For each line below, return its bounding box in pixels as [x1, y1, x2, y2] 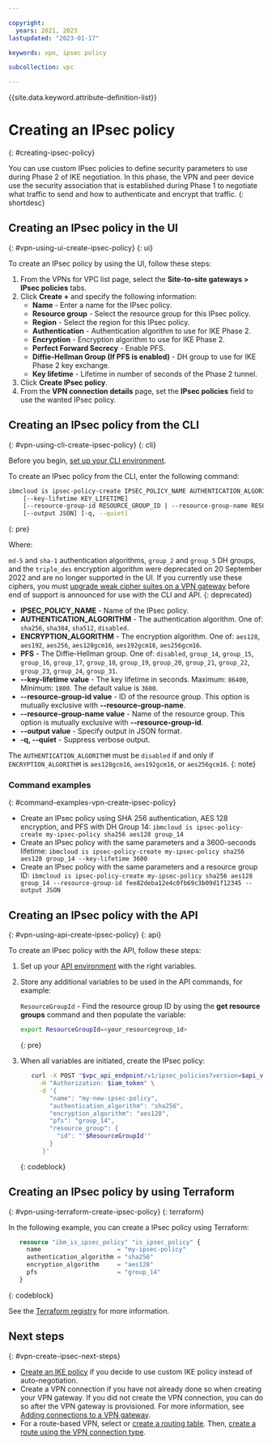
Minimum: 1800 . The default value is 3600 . [19, 683, 159, 693]
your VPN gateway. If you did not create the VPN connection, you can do [19, 1392, 264, 1402]
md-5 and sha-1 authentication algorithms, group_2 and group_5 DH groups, [8, 556, 256, 566]
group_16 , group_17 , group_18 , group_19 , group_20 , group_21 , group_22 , [19, 657, 250, 667]
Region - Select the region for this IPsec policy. [32, 317, 190, 327]
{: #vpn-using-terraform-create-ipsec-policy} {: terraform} [8, 1207, 205, 1216]
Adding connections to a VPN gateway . [19, 1409, 151, 1419]
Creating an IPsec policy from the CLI [8, 418, 200, 432]
